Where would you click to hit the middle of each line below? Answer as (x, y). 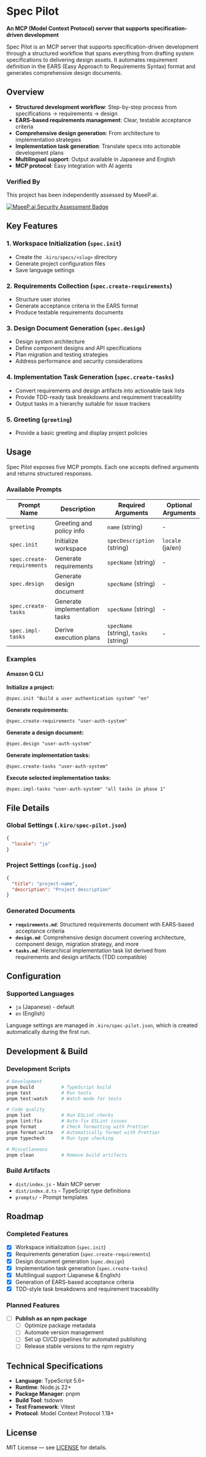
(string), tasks (128, 633)
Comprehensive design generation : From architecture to (88, 133)
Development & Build (47, 1051)
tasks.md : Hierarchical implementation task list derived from (91, 950)
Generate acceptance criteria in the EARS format (77, 306)
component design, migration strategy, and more (77, 944)
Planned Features (33, 1305)
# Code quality (26, 1109)
